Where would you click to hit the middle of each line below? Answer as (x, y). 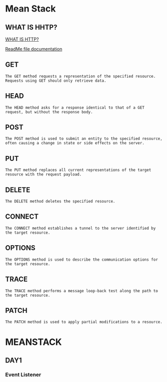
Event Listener (23, 374)
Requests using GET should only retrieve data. (56, 81)
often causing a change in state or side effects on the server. (75, 143)
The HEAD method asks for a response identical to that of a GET (75, 108)
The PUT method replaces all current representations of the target (78, 170)
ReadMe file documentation (34, 49)
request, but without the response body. (49, 112)
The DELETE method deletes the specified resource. (60, 202)
